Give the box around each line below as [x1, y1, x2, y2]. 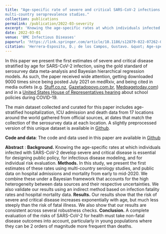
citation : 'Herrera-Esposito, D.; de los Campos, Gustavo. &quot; [5, 44, 145, 49]
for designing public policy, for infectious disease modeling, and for [5, 154, 142, 161]
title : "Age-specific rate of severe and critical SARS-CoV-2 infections [5, 7, 161, 12]
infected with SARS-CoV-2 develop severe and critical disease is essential [5, 149, 156, 155]
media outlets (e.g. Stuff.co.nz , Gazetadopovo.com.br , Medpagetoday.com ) [5, 84, 159, 90]
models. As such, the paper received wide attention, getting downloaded [5, 73, 153, 79]
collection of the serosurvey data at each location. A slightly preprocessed [5, 120, 157, 126]
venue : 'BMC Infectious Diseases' [5, 35, 77, 40]
